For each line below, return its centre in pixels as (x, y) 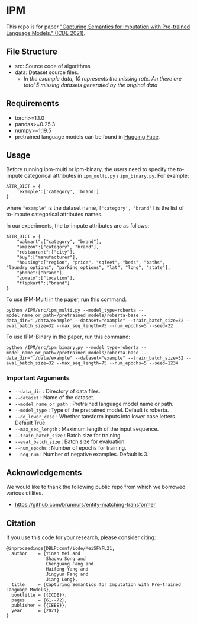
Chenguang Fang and (70, 564)
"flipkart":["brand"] (43, 283)
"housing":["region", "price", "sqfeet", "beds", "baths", (91, 263)
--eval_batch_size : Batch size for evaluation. (70, 441)
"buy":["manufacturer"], (47, 257)
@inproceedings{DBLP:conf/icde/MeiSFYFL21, (61, 549)
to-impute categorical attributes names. (54, 215)
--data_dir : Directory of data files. (57, 391)
